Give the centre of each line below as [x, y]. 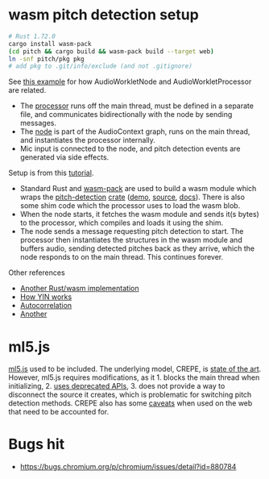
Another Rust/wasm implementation [79, 289]
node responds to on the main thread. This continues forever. [122, 257]
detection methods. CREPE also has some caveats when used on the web [130, 403]
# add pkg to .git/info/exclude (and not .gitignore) [101, 66]
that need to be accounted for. [59, 412]
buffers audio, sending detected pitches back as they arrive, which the [137, 248]
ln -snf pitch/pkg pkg [46, 59]
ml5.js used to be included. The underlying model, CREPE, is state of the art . [135, 369]
